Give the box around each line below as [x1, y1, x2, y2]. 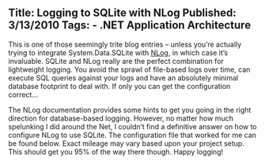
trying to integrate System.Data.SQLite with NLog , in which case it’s [8, 47, 229, 58]
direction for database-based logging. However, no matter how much [8, 114, 233, 123]
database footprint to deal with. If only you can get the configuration [8, 81, 231, 91]
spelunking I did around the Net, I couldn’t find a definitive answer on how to [8, 121, 257, 131]
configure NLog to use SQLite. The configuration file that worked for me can [8, 130, 257, 140]
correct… [8, 90, 38, 99]
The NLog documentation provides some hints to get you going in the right [8, 105, 252, 114]
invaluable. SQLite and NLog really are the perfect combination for [8, 56, 224, 65]
